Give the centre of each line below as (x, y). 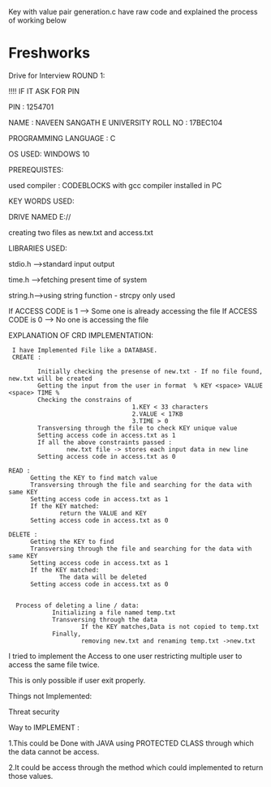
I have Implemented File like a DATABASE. (85, 350)
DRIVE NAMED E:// (40, 216)
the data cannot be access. (54, 751)
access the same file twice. (54, 665)
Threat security (34, 712)
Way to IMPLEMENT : (44, 727)
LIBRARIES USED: (38, 248)
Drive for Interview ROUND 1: (57, 75)
